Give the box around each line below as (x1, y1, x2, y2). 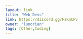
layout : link (5, 7, 33, 13)
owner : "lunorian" (5, 21, 44, 27)
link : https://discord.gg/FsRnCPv (5, 17, 78, 22)
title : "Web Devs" (5, 12, 44, 17)
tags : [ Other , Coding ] (5, 26, 51, 31)
